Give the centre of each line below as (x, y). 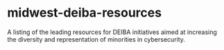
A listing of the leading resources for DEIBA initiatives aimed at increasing (112, 32)
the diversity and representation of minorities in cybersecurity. (96, 39)
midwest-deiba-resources (84, 13)
